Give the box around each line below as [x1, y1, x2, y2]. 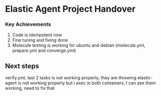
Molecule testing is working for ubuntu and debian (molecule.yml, [12, 43, 146, 48]
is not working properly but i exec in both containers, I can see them [18, 80, 156, 86]
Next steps [5, 62, 39, 70]
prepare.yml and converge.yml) [12, 48, 76, 53]
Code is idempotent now [12, 32, 63, 38]
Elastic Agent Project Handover [5, 3, 136, 15]
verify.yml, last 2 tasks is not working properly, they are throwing [5, 75, 137, 81]
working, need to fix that [5, 85, 55, 91]
